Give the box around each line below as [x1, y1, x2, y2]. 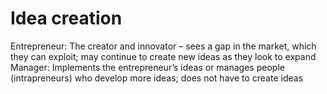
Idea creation [10, 7, 123, 30]
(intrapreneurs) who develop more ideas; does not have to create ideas [10, 72, 304, 84]
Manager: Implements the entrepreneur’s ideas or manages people [10, 61, 285, 73]
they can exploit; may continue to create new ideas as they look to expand [10, 50, 317, 62]
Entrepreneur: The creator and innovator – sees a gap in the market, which [10, 40, 317, 52]
